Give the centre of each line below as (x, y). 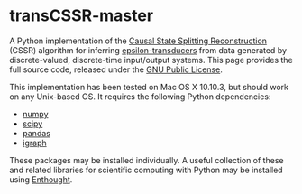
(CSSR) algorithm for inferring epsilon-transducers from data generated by (148, 50)
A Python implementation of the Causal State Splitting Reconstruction (138, 41)
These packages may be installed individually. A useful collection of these (146, 160)
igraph (34, 143)
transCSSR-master (82, 16)
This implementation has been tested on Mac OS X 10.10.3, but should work (149, 87)
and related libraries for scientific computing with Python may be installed (146, 170)
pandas (37, 133)
